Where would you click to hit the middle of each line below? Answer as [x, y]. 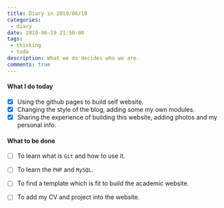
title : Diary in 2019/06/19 [47, 13]
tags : [15, 39]
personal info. [36, 125]
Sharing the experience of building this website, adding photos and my [117, 117]
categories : [24, 20]
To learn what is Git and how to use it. [71, 156]
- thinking [25, 45]
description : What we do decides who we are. [73, 58]
